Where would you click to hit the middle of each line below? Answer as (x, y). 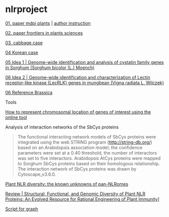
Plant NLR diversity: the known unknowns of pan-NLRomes (67, 184)
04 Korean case (22, 52)
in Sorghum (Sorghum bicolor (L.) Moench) (50, 67)
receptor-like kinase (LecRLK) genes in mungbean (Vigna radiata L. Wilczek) (84, 83)
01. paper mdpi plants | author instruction (48, 23)
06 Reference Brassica (29, 92)
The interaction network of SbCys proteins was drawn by (77, 169)
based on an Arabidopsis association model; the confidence (80, 148)
